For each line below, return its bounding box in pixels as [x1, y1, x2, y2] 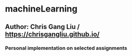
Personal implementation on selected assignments [5, 44, 128, 51]
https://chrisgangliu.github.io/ [5, 30, 100, 38]
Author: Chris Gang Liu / [5, 23, 80, 31]
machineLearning [5, 3, 78, 14]
